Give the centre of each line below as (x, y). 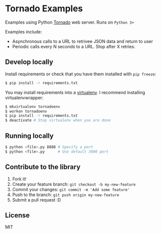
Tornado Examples (44, 9)
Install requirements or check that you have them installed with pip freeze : (81, 74)
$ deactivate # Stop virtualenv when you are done (58, 120)
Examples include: (24, 32)
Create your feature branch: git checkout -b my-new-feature (74, 184)
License (17, 215)
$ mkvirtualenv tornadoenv (33, 106)
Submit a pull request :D (37, 200)
